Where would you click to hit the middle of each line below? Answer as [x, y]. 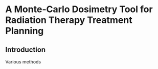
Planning [25, 31]
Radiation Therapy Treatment [69, 20]
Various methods [23, 62]
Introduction [26, 49]
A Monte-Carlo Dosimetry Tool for [79, 9]
